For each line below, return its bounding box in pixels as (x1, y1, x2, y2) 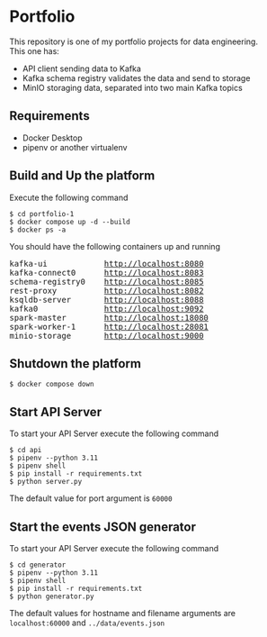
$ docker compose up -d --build (9, 217, 130, 226)
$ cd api (9, 446, 42, 455)
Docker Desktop (22, 132, 83, 143)
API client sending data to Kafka (22, 63, 142, 74)
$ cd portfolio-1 (9, 209, 75, 218)
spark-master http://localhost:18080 (9, 313, 209, 323)
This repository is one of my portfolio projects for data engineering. (9, 36, 259, 47)
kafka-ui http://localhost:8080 (9, 259, 204, 268)
